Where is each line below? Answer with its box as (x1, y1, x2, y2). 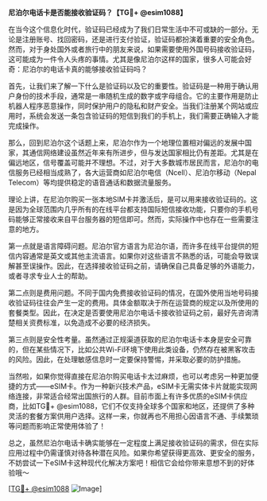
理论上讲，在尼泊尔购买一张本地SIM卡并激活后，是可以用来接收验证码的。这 (8, 195, 258, 204)
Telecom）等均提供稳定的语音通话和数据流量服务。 (8, 178, 176, 187)
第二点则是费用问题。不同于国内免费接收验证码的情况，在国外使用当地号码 (8, 288, 252, 297)
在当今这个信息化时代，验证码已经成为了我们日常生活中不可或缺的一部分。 (8, 25, 252, 34)
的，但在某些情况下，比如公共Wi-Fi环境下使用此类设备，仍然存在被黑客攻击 (8, 345, 256, 354)
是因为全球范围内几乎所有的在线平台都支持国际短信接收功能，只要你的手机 (8, 204, 252, 214)
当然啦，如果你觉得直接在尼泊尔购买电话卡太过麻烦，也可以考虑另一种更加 (8, 371, 252, 381)
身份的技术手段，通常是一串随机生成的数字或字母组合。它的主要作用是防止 (14, 91, 259, 100)
